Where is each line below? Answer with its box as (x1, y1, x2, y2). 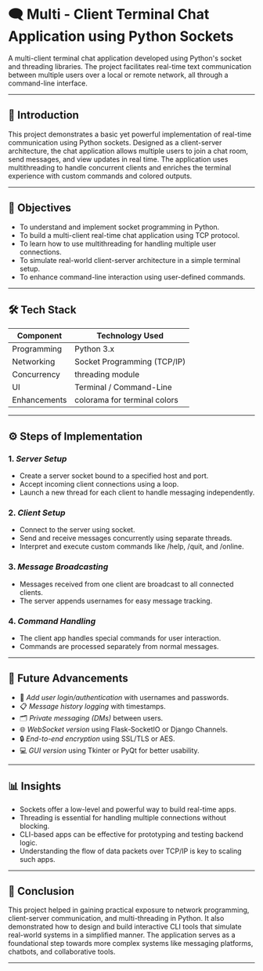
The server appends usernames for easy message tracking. (19, 596, 213, 605)
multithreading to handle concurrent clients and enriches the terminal (8, 162, 232, 172)
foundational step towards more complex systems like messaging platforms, (8, 939, 254, 948)
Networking (12, 356, 56, 367)
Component (16, 330, 63, 341)
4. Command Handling (8, 615, 96, 626)
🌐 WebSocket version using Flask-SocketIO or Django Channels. (19, 725, 229, 734)
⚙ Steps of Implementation (8, 429, 143, 443)
